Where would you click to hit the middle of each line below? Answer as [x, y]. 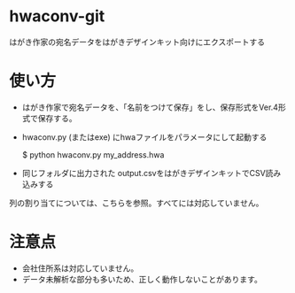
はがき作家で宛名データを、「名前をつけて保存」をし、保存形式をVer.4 [150, 107]
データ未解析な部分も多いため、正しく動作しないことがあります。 [142, 279]
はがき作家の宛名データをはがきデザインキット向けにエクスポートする [137, 42]
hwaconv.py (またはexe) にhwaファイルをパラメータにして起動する [144, 137]
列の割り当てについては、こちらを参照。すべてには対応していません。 [136, 203]
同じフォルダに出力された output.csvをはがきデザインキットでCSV [144, 173]
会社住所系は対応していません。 [80, 268]
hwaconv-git [57, 16]
